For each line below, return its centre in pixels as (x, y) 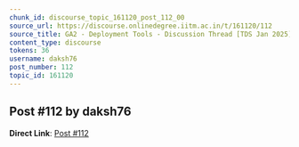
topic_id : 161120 (41, 76)
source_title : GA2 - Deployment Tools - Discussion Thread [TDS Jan (139, 34)
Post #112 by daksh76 (70, 112)
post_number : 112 (41, 68)
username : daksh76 (43, 59)
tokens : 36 (29, 51)
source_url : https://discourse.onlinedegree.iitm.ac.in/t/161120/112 (141, 26)
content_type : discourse (55, 42)
